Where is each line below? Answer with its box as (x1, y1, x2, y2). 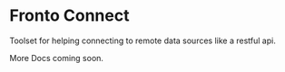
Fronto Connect (9, 5, 130, 26)
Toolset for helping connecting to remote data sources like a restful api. (9, 35, 277, 46)
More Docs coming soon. (9, 52, 104, 63)
